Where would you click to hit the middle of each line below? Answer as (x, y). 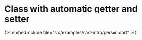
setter (17, 19)
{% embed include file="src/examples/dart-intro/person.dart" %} (71, 32)
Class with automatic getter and (71, 9)
